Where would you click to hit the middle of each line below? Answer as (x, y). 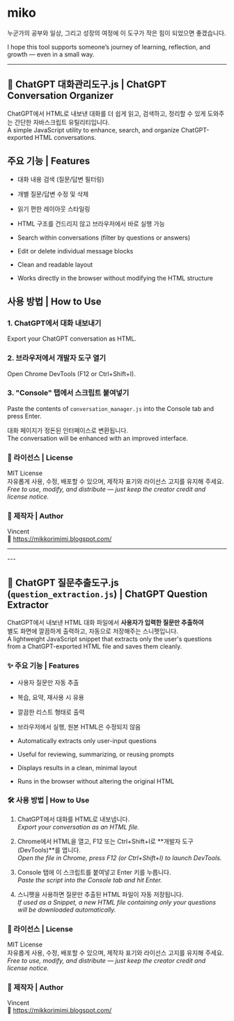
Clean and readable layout (55, 264)
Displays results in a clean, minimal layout (77, 767)
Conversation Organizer (60, 96)
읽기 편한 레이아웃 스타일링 (54, 209)
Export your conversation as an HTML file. (78, 827)
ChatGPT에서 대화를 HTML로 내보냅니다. (73, 819)
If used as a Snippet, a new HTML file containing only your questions (117, 902)
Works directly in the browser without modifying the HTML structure (115, 278)
